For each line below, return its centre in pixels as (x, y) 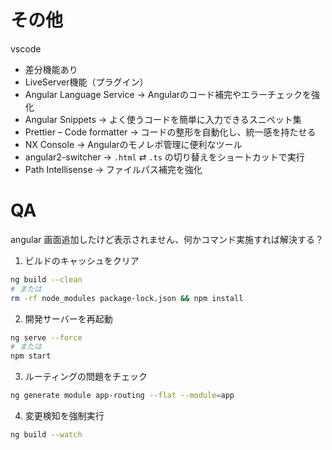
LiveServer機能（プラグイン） (86, 82)
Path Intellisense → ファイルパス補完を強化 (113, 169)
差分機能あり (51, 69)
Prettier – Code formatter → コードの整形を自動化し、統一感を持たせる (170, 132)
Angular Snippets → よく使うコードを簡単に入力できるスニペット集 (163, 119)
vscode (26, 48)
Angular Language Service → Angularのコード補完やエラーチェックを (168, 94)
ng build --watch (46, 435)
